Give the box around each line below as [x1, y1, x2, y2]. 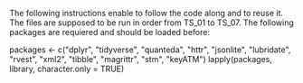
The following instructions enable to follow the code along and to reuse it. [9, 8, 283, 18]
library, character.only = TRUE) [9, 63, 125, 74]
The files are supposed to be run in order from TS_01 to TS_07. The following [9, 17, 294, 28]
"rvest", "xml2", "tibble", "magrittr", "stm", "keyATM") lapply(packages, [9, 54, 273, 64]
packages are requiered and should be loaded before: [9, 27, 211, 37]
